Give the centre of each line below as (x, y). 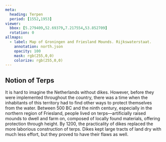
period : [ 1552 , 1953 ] (31, 19)
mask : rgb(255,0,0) (34, 56)
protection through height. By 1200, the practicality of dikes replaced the (79, 124)
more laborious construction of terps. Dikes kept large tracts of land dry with (83, 129)
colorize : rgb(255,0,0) (39, 60)
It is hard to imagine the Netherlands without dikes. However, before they (80, 93)
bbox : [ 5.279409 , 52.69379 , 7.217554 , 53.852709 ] (58, 28)
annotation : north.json (39, 47)
